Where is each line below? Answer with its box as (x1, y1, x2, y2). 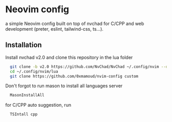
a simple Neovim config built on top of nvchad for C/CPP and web (5, 20, 144, 27)
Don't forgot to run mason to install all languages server (5, 83, 123, 89)
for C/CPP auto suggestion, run (5, 102, 72, 108)
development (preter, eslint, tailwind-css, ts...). (5, 26, 104, 32)
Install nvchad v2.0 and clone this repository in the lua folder (5, 54, 133, 60)
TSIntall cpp (10, 112, 38, 117)
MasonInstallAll (10, 93, 45, 98)
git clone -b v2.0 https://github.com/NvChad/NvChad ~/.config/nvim (10, 64, 159, 69)
